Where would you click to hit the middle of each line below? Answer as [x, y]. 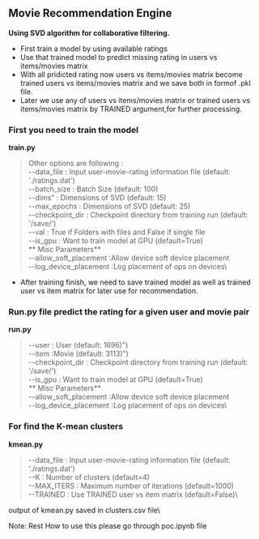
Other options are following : [76, 163]
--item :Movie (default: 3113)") [79, 354]
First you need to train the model [74, 130]
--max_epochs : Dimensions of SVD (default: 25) [109, 207]
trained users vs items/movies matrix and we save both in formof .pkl [135, 83]
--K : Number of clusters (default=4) [89, 477]
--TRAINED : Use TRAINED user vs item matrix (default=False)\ [133, 494]
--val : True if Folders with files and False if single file [117, 232]
